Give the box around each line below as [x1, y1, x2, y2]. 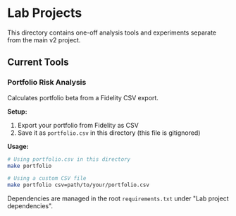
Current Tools [7, 56, 69, 68]
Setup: [7, 107, 27, 116]
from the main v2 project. [7, 35, 81, 44]
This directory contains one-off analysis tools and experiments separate [7, 28, 217, 37]
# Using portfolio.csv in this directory [7, 155, 131, 163]
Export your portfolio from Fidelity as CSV [17, 121, 139, 129]
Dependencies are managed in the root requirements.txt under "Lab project [7, 194, 229, 203]
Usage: [7, 142, 30, 150]
